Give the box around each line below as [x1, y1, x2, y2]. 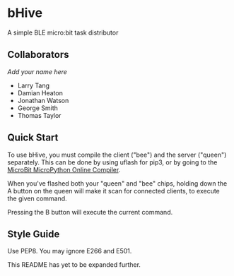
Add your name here [7, 67, 67, 76]
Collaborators [7, 49, 69, 61]
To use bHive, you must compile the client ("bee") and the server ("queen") [7, 150, 227, 159]
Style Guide [7, 228, 60, 240]
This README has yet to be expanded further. [7, 260, 141, 269]
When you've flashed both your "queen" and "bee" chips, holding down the [7, 179, 228, 188]
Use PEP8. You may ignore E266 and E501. [7, 247, 132, 256]
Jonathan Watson [17, 96, 69, 104]
